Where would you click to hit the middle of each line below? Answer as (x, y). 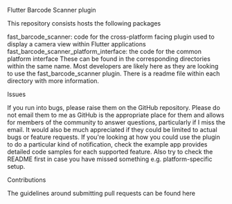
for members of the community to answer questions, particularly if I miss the (116, 122)
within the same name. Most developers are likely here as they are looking (113, 66)
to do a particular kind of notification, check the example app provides (107, 144)
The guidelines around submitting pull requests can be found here (101, 193)
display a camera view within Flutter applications (77, 44)
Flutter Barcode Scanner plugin (52, 10)
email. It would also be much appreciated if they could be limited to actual (112, 130)
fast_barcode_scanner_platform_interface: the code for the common (105, 52)
